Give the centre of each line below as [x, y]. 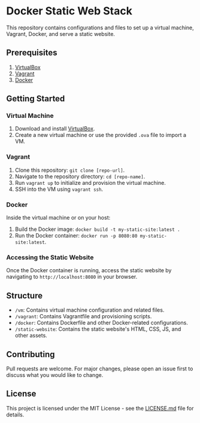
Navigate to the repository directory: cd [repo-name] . [80, 176]
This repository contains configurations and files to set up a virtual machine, [100, 28]
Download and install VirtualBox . [55, 129]
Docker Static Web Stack [69, 11]
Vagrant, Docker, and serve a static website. [61, 34]
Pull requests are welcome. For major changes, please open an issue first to [100, 369]
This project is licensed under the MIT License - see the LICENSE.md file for [100, 408]
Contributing [31, 354]
